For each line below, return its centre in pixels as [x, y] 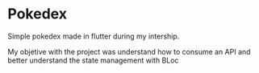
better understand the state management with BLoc [93, 60]
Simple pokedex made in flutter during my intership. [94, 36]
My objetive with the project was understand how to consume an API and [129, 51]
